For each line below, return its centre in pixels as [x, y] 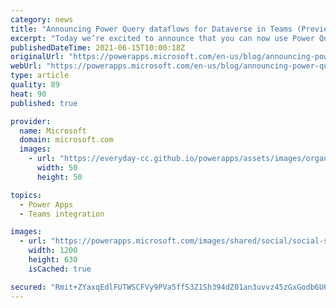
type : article [40, 76]
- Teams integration [62, 214]
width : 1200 [53, 251]
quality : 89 [35, 85]
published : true [44, 103]
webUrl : [26, 66]
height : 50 [59, 177]
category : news [42, 19]
